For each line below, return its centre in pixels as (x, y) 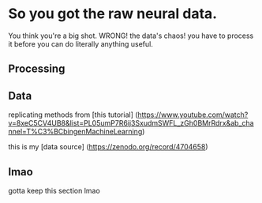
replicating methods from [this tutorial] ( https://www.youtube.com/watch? (128, 115)
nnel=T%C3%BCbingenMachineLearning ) (77, 132)
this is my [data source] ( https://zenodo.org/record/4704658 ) (108, 147)
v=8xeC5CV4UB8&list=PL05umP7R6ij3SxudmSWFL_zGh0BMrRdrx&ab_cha (131, 123)
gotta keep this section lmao (54, 190)
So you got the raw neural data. (113, 14)
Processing (37, 69)
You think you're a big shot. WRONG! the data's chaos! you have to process (131, 36)
